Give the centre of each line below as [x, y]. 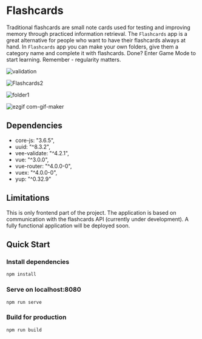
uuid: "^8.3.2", [32, 147]
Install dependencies [38, 261]
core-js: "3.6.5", [35, 140]
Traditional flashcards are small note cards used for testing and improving [99, 27]
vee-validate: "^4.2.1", [42, 153]
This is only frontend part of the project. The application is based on [91, 212]
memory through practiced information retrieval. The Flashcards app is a [97, 33]
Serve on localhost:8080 [44, 290]
